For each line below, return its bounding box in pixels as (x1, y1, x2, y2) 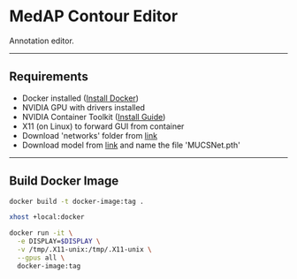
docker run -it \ (9, 229, 73, 238)
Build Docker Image (9, 174, 119, 189)
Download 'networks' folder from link (21, 130, 157, 140)
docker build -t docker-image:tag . (9, 197, 144, 206)
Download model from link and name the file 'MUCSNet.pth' (21, 139, 240, 150)
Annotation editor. (9, 35, 75, 46)
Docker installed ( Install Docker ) (21, 93, 140, 103)
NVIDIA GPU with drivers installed (21, 102, 146, 112)
